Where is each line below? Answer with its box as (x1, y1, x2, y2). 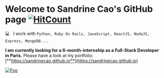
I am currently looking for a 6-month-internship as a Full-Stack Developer (5, 47, 159, 53)
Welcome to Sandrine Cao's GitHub (5, 3, 153, 15)
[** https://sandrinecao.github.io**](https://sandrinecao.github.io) (5, 58, 138, 64)
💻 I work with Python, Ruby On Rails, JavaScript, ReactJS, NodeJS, (5, 31, 150, 37)
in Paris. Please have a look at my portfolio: (5, 52, 94, 58)
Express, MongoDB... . (5, 38, 49, 43)
